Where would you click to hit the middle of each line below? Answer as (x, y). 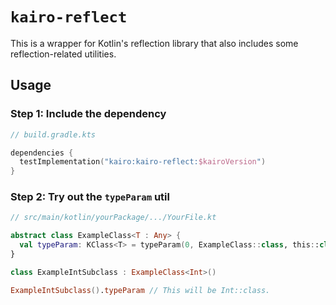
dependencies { (42, 153)
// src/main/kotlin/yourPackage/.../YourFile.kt (113, 218)
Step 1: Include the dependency (88, 114)
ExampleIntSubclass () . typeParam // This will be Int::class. (140, 290)
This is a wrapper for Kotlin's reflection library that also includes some (154, 43)
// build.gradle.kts (53, 134)
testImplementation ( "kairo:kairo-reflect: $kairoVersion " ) (143, 162)
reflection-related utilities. (63, 54)
